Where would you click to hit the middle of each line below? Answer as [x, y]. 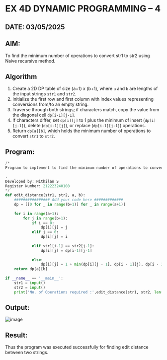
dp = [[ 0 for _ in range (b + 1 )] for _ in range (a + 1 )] [70, 205]
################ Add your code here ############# [69, 200]
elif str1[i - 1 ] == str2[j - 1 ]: [63, 246]
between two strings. [27, 353]
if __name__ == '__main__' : [34, 279]
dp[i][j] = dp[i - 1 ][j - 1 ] [66, 251]
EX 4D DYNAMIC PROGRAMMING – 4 [83, 9]
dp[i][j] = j [54, 227]
